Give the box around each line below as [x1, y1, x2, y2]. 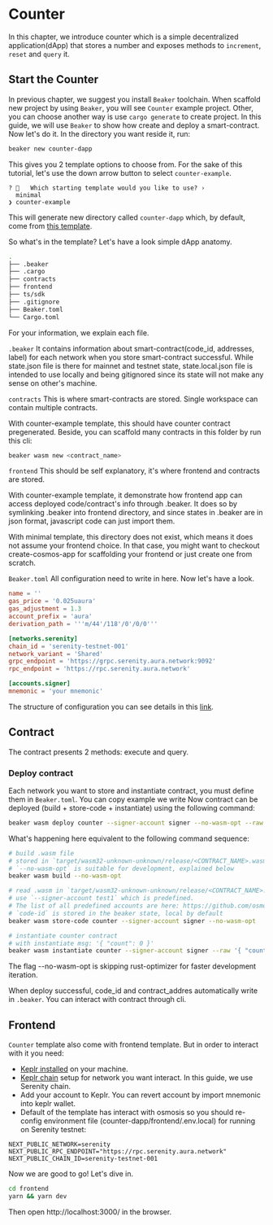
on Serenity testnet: [19, 1125, 87, 1135]
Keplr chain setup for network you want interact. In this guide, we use [19, 1073, 253, 1083]
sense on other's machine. [8, 378, 97, 387]
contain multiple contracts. [8, 402, 98, 412]
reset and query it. [8, 49, 71, 59]
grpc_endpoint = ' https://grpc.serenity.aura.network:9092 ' [8, 657, 217, 666]
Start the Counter [8, 72, 99, 86]
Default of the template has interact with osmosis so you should [19, 1108, 234, 1118]
